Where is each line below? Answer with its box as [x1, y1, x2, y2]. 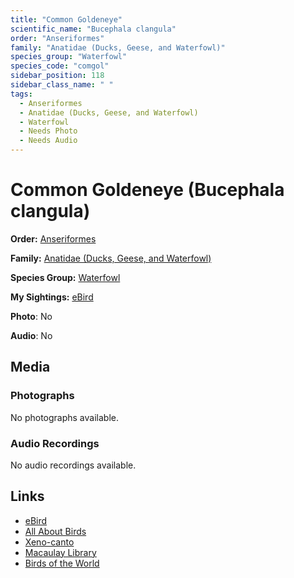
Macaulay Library [24, 546, 97, 558]
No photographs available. [10, 411, 119, 423]
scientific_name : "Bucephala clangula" [10, 24, 177, 34]
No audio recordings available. [10, 459, 137, 471]
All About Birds [24, 525, 87, 537]
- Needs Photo [19, 126, 78, 136]
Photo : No [10, 310, 53, 322]
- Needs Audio [19, 136, 78, 146]
